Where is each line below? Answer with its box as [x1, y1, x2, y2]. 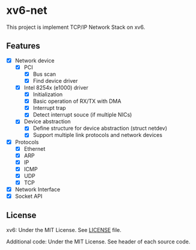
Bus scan [32, 70, 56, 78]
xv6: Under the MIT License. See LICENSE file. [6, 226, 122, 233]
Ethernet [23, 145, 46, 152]
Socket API [14, 193, 43, 200]
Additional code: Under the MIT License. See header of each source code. [6, 238, 191, 245]
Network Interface [14, 186, 61, 193]
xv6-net [6, 4, 47, 17]
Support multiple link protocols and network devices [32, 132, 162, 139]
